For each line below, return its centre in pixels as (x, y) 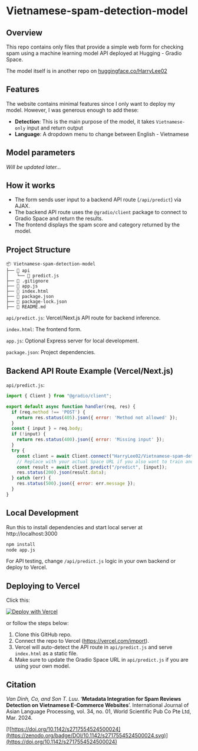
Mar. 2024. (19, 718)
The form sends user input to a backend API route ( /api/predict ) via (98, 200)
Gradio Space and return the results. (59, 218)
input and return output (55, 128)
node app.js (21, 550)
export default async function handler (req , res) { (71, 406)
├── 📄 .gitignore (27, 281)
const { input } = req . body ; (47, 429)
